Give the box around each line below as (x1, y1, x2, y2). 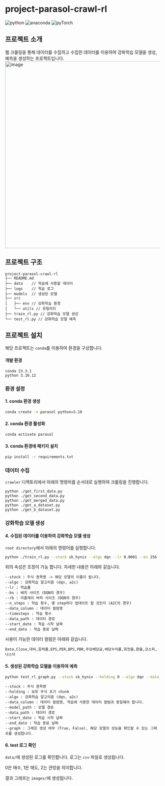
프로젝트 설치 (5, 331, 43, 339)
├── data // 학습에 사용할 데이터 (5, 281, 73, 286)
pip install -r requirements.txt (5, 454, 74, 459)
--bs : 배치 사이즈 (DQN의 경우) (5, 590, 65, 596)
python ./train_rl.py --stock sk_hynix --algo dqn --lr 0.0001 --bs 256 (5, 554, 157, 559)
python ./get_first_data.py (5, 489, 63, 494)
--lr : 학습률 (5, 585, 31, 590)
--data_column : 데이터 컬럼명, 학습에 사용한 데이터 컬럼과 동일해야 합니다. (5, 700, 144, 705)
